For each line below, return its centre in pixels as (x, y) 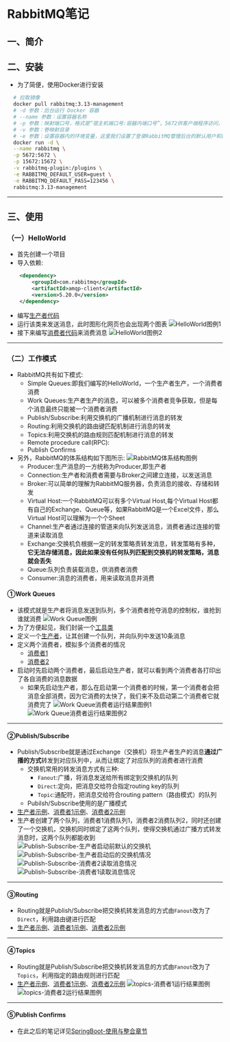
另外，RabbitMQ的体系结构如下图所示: (71, 458)
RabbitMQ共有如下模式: (50, 374)
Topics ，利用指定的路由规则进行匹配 (68, 975)
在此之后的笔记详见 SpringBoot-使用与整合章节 (82, 1031)
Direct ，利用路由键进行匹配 (56, 919)
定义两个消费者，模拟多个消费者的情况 (71, 645)
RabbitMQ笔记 (48, 14)
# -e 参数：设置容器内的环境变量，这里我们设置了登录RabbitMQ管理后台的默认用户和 (117, 136)
